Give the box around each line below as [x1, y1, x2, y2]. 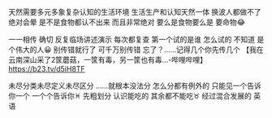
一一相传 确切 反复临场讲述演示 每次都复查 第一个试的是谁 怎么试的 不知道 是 [8, 35, 265, 44]
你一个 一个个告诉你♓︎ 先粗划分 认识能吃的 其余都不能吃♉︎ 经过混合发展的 [8, 91, 252, 100]
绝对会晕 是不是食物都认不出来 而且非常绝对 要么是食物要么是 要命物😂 [8, 17, 246, 27]
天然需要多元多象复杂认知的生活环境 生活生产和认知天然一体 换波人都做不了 [8, 7, 261, 16]
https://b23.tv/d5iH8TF [8, 64, 85, 73]
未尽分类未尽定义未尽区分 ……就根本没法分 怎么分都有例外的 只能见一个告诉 [8, 81, 262, 90]
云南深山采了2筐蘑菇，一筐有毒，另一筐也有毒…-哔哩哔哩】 [8, 55, 208, 64]
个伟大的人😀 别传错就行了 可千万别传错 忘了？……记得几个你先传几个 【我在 [8, 45, 264, 55]
